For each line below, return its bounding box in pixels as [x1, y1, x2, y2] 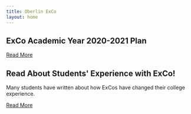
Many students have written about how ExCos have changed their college [6, 84, 186, 91]
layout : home [6, 14, 38, 20]
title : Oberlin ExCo [6, 8, 57, 15]
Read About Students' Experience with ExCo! [6, 68, 176, 78]
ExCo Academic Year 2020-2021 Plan [6, 36, 147, 46]
